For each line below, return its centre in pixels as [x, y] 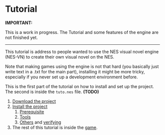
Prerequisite [32, 111]
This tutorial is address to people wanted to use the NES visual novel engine [82, 51]
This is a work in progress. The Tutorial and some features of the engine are [82, 32]
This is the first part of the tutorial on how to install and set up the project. [80, 86]
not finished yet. [22, 37]
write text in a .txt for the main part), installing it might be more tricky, [75, 71]
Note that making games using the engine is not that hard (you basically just [82, 66]
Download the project [34, 101]
